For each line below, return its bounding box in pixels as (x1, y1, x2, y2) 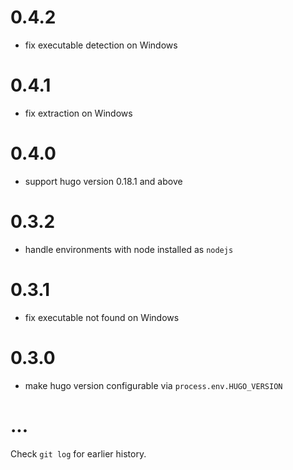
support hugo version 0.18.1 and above (24, 175, 183, 187)
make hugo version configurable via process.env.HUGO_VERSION (24, 379, 283, 391)
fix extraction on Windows (24, 107, 133, 119)
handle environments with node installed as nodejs (24, 243, 234, 255)
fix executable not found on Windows (24, 311, 180, 323)
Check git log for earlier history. (10, 447, 147, 460)
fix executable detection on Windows (24, 39, 178, 51)
